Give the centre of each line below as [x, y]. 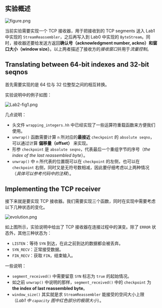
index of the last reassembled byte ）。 [50, 155]
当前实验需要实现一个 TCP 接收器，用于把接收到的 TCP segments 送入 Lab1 [80, 31]
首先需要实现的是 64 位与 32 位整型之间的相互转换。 [57, 85]
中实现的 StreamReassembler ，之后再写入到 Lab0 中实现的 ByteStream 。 [76, 37]
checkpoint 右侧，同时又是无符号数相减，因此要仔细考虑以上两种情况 [81, 167]
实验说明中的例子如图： [28, 95]
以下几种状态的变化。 [26, 207]
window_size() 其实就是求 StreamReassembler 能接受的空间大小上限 [78, 294]
